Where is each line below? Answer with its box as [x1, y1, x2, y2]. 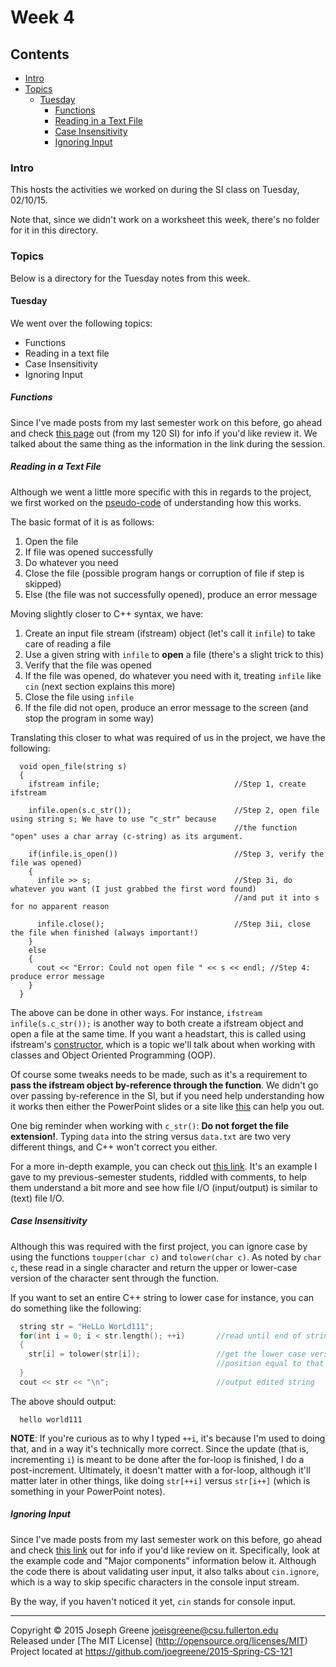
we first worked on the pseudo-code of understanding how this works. [10, 496, 302, 508]
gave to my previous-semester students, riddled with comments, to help [10, 1171, 308, 1183]
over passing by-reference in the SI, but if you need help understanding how [10, 1089, 325, 1101]
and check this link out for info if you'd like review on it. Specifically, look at [10, 1544, 320, 1556]
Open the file [24, 535, 79, 547]
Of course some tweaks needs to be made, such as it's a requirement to [10, 1068, 308, 1080]
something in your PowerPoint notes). [10, 1485, 166, 1497]
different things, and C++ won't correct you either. [10, 1141, 218, 1153]
